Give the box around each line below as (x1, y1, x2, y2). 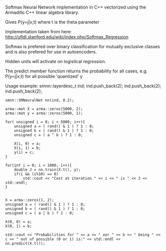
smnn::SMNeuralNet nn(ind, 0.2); (5, 98, 74, 103)
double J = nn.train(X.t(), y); (14, 167, 81, 172)
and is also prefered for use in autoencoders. (5, 49, 97, 55)
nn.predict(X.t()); (5, 241, 46, 246)
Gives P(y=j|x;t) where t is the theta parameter (5, 19, 100, 25)
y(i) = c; (14, 150, 35, 155)
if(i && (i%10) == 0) (14, 172, 58, 177)
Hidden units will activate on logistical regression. (5, 59, 107, 64)
